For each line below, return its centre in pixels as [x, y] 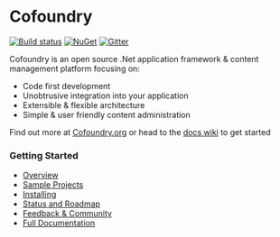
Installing [39, 195]
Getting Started [44, 155]
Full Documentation [59, 223]
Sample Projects [53, 185]
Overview [40, 175]
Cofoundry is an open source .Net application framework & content [134, 59]
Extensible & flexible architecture [84, 105]
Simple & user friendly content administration [107, 114]
